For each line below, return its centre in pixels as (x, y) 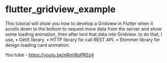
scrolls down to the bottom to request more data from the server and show (83, 28)
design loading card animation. (38, 45)
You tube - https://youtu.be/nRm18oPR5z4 (50, 55)
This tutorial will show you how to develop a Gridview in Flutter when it (79, 23)
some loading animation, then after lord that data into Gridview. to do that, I (84, 34)
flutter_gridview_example (61, 9)
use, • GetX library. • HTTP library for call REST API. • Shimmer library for (83, 40)
